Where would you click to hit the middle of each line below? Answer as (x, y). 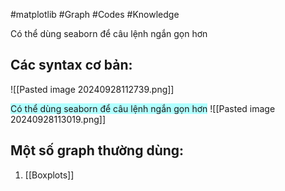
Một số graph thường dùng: (97, 150)
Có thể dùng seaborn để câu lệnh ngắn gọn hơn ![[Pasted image (143, 108)
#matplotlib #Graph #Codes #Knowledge (95, 14)
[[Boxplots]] (49, 175)
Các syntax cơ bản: (71, 65)
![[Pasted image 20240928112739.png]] (92, 89)
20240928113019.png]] (58, 119)
